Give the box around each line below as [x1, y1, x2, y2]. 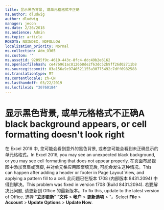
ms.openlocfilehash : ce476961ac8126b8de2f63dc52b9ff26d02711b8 [5, 62, 137, 67]
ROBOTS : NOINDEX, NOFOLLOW [5, 39, 60, 44]
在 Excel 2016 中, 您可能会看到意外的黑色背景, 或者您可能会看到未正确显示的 [5, 146, 159, 151]
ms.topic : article [5, 35, 43, 40]
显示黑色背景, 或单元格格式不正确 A [5, 108, 145, 119]
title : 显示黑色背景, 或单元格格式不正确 [5, 7, 80, 12]
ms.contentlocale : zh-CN [5, 76, 56, 81]
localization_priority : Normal [5, 44, 69, 49]
